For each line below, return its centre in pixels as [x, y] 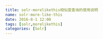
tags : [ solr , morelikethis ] [34, 24]
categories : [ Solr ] [26, 29]
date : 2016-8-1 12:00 [28, 19]
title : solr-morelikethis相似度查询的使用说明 [52, 10]
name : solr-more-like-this [34, 15]
